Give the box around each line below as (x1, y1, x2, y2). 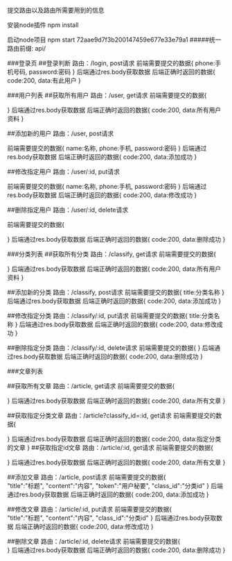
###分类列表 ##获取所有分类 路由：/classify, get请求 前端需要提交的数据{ (7, 250, 217, 258)
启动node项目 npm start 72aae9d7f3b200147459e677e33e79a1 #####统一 (7, 35, 222, 44)
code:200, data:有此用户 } (7, 76, 81, 85)
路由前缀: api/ (7, 44, 46, 52)
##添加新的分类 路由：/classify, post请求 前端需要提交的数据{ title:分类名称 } (7, 288, 225, 296)
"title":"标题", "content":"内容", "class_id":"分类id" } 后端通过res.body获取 (7, 514, 217, 522)
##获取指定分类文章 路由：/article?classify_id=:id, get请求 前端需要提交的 (7, 412, 216, 419)
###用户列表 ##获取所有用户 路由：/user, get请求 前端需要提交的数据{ (7, 91, 207, 99)
